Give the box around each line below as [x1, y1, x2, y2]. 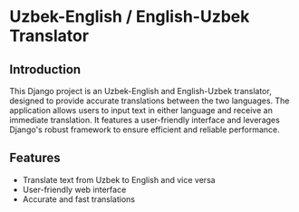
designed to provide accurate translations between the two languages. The [9, 95, 290, 106]
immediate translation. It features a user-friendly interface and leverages [9, 115, 281, 125]
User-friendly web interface [22, 184, 127, 195]
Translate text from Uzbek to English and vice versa [22, 174, 216, 185]
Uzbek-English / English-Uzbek [9, 6, 250, 27]
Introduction [9, 62, 82, 77]
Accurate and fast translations [22, 193, 136, 205]
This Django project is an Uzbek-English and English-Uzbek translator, [9, 86, 272, 96]
